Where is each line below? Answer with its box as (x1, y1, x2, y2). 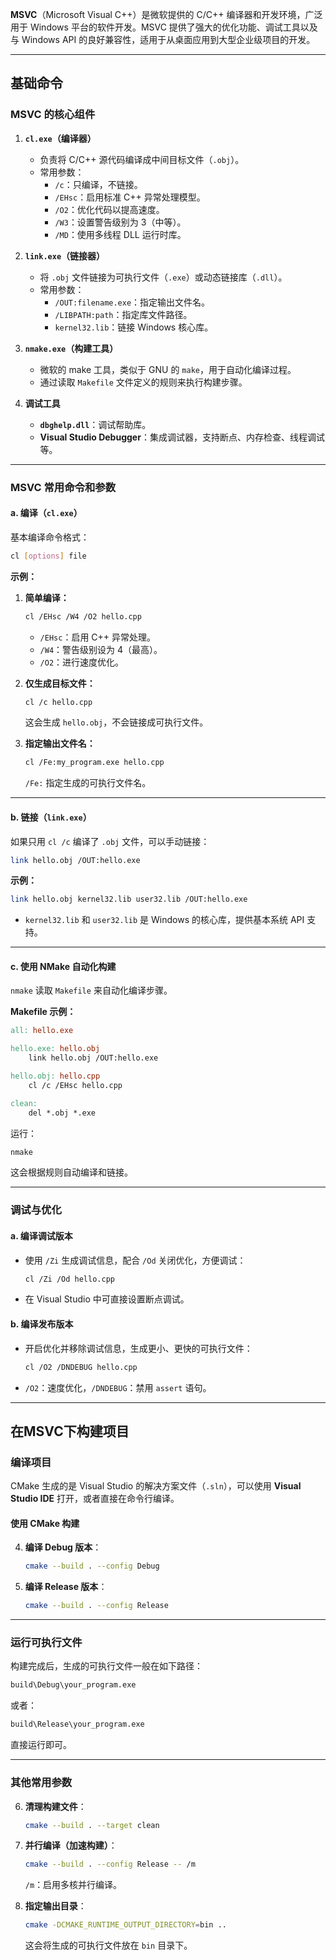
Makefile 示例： (10, 1006, 77, 1018)
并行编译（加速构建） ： (24, 1839, 118, 1852)
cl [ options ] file (10, 551, 87, 561)
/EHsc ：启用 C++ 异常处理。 (39, 631, 157, 643)
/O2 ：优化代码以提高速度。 (54, 203, 165, 215)
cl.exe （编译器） (24, 132, 97, 144)
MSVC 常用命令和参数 (10, 480, 117, 494)
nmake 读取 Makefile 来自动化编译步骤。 (10, 984, 173, 997)
